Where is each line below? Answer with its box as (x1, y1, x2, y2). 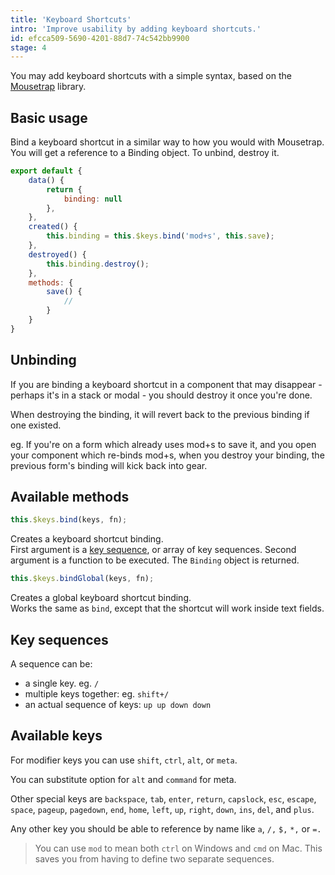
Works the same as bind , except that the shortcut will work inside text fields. (10, 602, 325, 615)
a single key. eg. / (24, 677, 100, 689)
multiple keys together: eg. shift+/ (24, 688, 170, 700)
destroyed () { (28, 249, 87, 260)
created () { (28, 222, 78, 232)
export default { (10, 166, 83, 176)
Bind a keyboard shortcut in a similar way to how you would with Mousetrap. (10, 136, 325, 148)
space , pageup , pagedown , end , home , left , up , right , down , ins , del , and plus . (10, 803, 315, 815)
